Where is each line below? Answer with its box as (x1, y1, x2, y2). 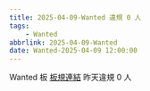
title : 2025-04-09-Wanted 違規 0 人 (9, 12, 142, 22)
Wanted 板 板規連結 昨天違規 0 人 (9, 72, 132, 83)
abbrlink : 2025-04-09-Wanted (9, 37, 118, 47)
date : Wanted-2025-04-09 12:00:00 (9, 46, 138, 55)
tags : (9, 21, 29, 30)
